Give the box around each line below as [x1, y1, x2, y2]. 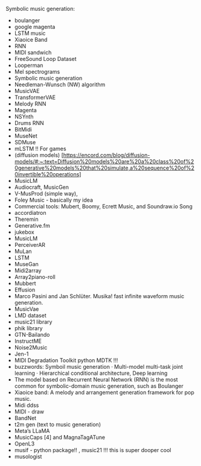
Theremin [14, 215, 39, 223]
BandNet [14, 415, 37, 421]
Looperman [14, 62, 43, 69]
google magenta [14, 24, 56, 30]
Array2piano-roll [14, 273, 56, 280]
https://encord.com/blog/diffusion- [63, 152, 150, 159]
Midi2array [14, 267, 42, 274]
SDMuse [14, 139, 36, 145]
